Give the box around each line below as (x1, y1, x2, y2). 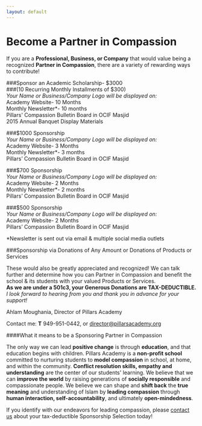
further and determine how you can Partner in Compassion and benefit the (6, 271, 192, 278)
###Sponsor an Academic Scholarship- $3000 (6, 79, 123, 86)
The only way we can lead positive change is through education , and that (6, 343, 191, 350)
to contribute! (6, 67, 40, 75)
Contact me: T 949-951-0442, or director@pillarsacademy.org (6, 320, 162, 327)
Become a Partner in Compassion (6, 34, 177, 48)
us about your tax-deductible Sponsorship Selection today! (6, 412, 153, 419)
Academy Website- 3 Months (6, 142, 79, 149)
